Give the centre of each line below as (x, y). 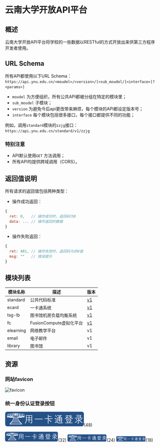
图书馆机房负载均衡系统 (53, 315)
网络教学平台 (43, 330)
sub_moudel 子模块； (32, 103)
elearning (16, 330)
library (14, 346)
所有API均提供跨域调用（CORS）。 (46, 162)
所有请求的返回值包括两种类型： (37, 191)
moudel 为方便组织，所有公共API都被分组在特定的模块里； (69, 96)
